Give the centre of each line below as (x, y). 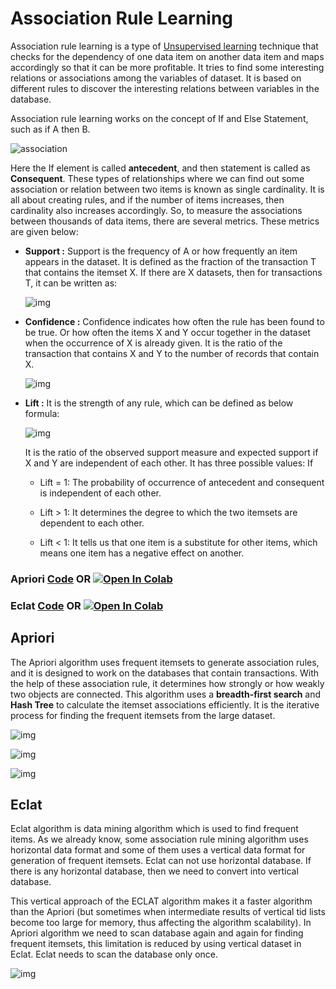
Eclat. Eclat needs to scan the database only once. (114, 954)
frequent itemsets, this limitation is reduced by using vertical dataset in (156, 944)
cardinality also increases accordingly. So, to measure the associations (156, 210)
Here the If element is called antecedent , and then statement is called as (160, 168)
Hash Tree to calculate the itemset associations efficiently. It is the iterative (165, 704)
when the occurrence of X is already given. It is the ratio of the (153, 343)
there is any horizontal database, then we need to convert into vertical (154, 871)
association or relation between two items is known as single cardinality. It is (167, 189)
